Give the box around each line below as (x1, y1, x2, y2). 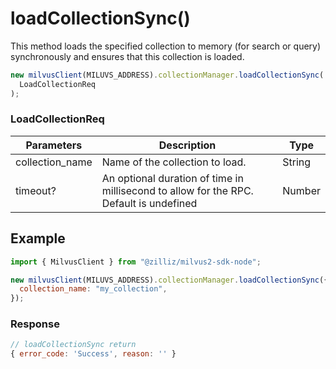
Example (10, 230, 66, 247)
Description (158, 138, 217, 152)
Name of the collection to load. (101, 155, 247, 169)
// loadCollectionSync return (10, 340, 137, 350)
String (282, 155, 312, 169)
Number (282, 183, 321, 197)
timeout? (15, 183, 57, 197)
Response (10, 317, 60, 331)
